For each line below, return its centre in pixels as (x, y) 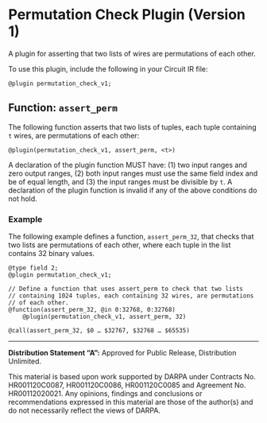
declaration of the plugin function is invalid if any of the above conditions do (133, 190)
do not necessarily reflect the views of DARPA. (85, 410)
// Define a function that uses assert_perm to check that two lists (126, 289)
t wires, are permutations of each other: (74, 135)
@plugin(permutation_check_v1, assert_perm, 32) (104, 317)
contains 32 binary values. (52, 254)
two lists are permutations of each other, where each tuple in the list (120, 245)
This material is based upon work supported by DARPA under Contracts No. (132, 377)
